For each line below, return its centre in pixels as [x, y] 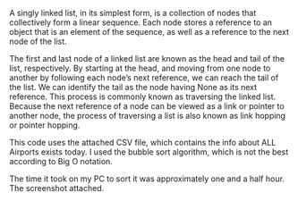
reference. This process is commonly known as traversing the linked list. [143, 96]
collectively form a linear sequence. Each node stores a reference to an [141, 22]
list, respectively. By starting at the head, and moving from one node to [140, 68]
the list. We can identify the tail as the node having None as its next [133, 87]
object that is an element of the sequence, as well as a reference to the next [149, 32]
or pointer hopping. [45, 125]
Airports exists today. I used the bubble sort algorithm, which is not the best [149, 152]
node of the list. [38, 41]
